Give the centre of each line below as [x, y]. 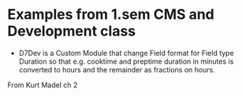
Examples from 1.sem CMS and [111, 15]
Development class [71, 31]
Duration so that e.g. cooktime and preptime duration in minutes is [126, 61]
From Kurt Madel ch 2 [43, 85]
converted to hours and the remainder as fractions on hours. [117, 69]
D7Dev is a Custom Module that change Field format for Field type [126, 53]
